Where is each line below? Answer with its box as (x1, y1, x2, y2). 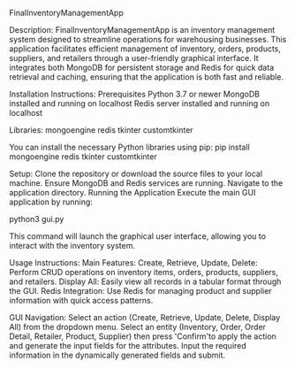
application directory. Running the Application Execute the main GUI (9, 188, 256, 197)
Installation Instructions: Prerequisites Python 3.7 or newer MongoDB (9, 88, 261, 99)
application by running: (9, 196, 93, 207)
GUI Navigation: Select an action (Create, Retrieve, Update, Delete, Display (9, 312, 281, 322)
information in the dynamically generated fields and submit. (9, 350, 226, 360)
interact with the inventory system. (9, 241, 135, 250)
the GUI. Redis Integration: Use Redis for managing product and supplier (9, 286, 272, 296)
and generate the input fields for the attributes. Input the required (9, 341, 247, 350)
